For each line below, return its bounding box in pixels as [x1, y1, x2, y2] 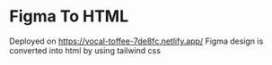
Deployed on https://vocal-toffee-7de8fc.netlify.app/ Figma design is [9, 36, 264, 46]
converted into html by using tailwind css [9, 45, 162, 55]
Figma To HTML [9, 6, 128, 27]
